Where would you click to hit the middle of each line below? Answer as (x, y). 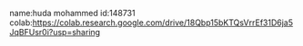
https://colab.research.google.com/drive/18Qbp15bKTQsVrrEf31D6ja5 (163, 23)
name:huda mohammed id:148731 (72, 13)
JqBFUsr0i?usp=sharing (55, 32)
